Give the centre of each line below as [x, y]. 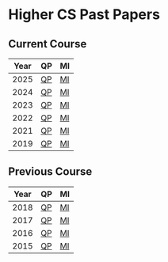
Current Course [48, 44]
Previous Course [50, 172]
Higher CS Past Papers [84, 15]
